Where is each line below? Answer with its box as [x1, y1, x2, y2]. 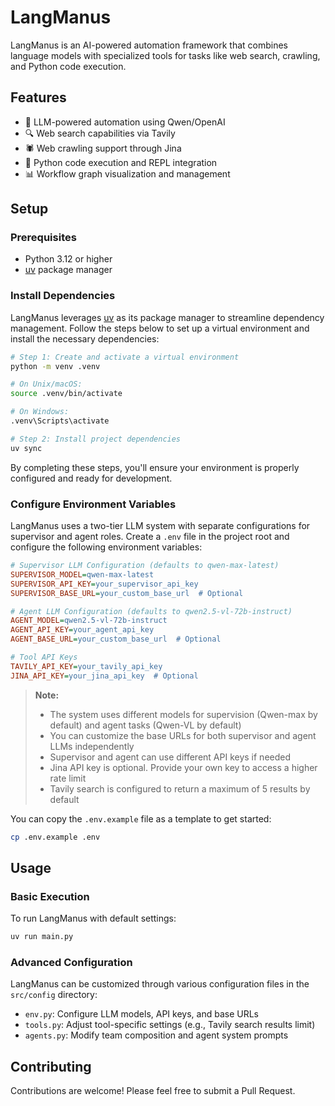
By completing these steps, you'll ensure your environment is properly [10, 461, 300, 473]
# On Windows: [10, 407, 70, 417]
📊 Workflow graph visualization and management [24, 167, 231, 180]
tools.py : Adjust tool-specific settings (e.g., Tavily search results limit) [24, 1019, 316, 1031]
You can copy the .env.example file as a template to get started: [10, 812, 272, 825]
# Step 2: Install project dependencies [10, 434, 182, 444]
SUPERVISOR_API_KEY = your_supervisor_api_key [10, 579, 199, 589]
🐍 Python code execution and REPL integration [24, 156, 218, 168]
